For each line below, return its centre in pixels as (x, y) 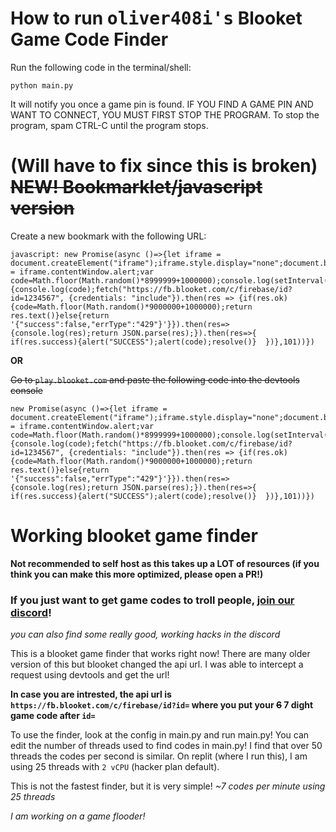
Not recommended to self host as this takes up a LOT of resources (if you (165, 563)
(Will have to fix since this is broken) (164, 166)
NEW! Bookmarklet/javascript (136, 187)
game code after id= (53, 716)
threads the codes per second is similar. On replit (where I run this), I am (159, 756)
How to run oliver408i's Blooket (156, 18)
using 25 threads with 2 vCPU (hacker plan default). (115, 767)
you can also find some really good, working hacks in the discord (145, 634)
